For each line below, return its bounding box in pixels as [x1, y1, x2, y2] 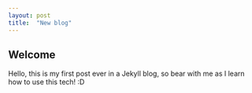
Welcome [8, 48, 56, 61]
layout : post [8, 11, 51, 20]
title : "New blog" [8, 19, 72, 27]
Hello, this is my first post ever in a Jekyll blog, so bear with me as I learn [8, 69, 246, 79]
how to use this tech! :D [8, 77, 85, 87]
